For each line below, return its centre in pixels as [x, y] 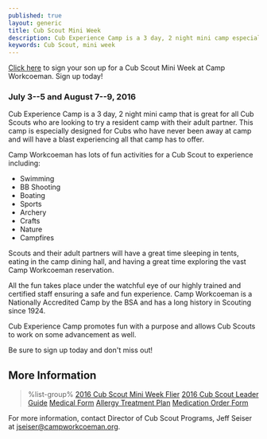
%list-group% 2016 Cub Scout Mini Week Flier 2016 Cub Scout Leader [143, 394]
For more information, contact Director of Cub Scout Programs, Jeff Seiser [130, 418]
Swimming [37, 179]
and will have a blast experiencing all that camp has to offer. [106, 139]
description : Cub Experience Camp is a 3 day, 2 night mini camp [118, 38]
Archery [33, 212]
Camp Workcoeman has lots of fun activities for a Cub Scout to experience [131, 155]
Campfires [37, 238]
